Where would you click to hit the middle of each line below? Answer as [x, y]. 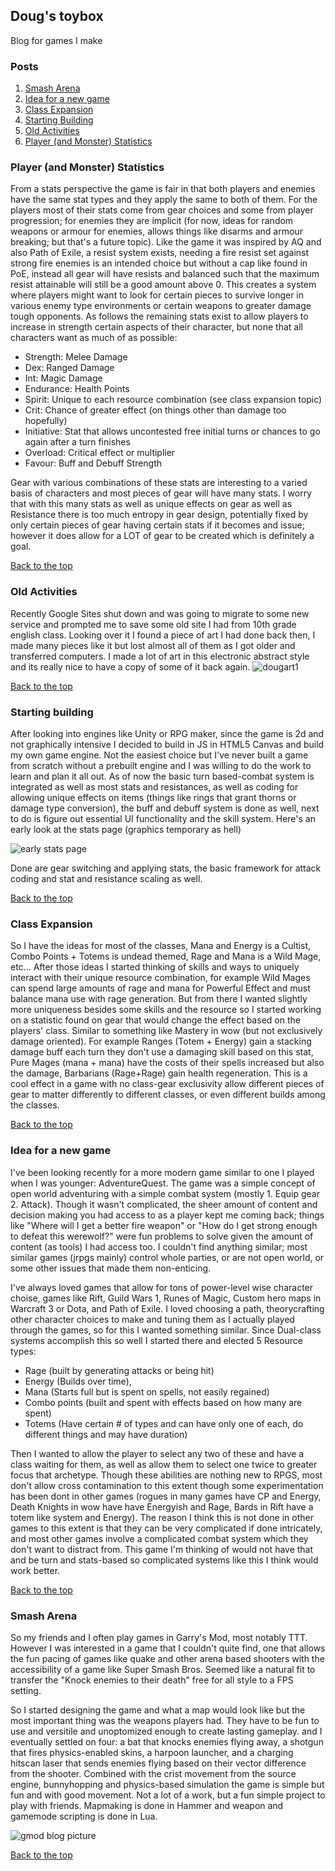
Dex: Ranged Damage [69, 368]
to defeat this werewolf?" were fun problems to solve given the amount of [162, 1236]
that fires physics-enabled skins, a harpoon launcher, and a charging [152, 1752]
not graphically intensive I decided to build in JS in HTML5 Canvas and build [167, 744]
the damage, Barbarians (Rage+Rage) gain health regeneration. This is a [159, 1073]
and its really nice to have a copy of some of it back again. [130, 666]
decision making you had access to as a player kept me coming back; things [167, 1215]
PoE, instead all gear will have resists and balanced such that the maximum [165, 274]
